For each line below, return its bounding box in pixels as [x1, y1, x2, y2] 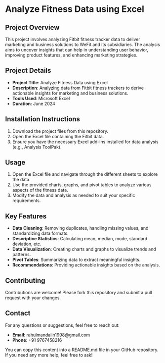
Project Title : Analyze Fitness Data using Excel [12, 79, 108, 85]
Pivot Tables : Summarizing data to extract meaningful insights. [12, 257, 141, 263]
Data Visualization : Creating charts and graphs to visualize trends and [12, 246, 157, 252]
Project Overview [5, 23, 60, 32]
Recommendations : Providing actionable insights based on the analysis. [12, 262, 160, 268]
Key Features [5, 212, 47, 220]
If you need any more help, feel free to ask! [5, 352, 93, 358]
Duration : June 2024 [12, 101, 55, 106]
